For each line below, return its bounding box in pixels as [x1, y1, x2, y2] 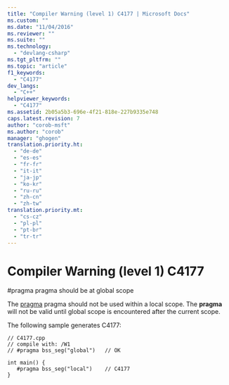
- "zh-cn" [13, 194, 42, 201]
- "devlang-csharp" [13, 50, 71, 57]
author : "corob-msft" [7, 121, 71, 129]
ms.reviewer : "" [7, 30, 55, 37]
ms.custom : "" [7, 17, 49, 24]
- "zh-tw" [13, 200, 42, 208]
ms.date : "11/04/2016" [7, 23, 74, 30]
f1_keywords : [7, 69, 46, 76]
